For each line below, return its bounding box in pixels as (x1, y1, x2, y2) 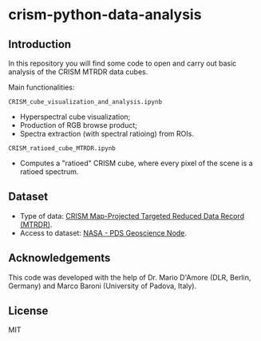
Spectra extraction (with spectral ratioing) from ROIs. (19, 129, 194, 138)
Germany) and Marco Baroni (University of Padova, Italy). (8, 281, 197, 291)
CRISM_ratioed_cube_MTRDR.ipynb (8, 145, 116, 153)
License (8, 304, 49, 318)
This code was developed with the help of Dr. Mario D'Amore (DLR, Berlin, (8, 272, 251, 282)
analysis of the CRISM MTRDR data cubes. (8, 67, 148, 77)
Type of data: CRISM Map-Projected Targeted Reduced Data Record (19, 211, 245, 220)
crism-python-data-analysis (8, 6, 202, 24)
